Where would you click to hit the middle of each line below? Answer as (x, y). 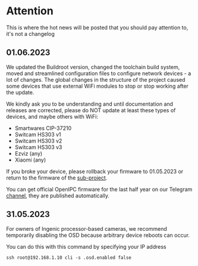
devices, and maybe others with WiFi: (52, 116)
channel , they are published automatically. (58, 196)
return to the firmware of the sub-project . (57, 178)
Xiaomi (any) (30, 160)
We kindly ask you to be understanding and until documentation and (90, 104)
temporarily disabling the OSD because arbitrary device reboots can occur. (98, 235)
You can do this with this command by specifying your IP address (86, 246)
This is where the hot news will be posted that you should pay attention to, (97, 27)
